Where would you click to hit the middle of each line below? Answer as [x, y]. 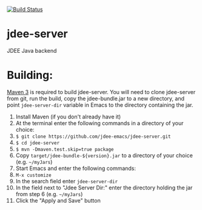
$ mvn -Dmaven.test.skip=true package [65, 149]
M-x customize [33, 175]
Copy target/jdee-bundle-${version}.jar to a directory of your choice [104, 155]
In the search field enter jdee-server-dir [66, 181]
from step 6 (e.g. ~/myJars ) [49, 194]
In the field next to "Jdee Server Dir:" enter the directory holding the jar [104, 188]
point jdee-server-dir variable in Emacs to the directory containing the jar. [100, 105]
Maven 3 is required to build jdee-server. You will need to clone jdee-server [101, 92]
